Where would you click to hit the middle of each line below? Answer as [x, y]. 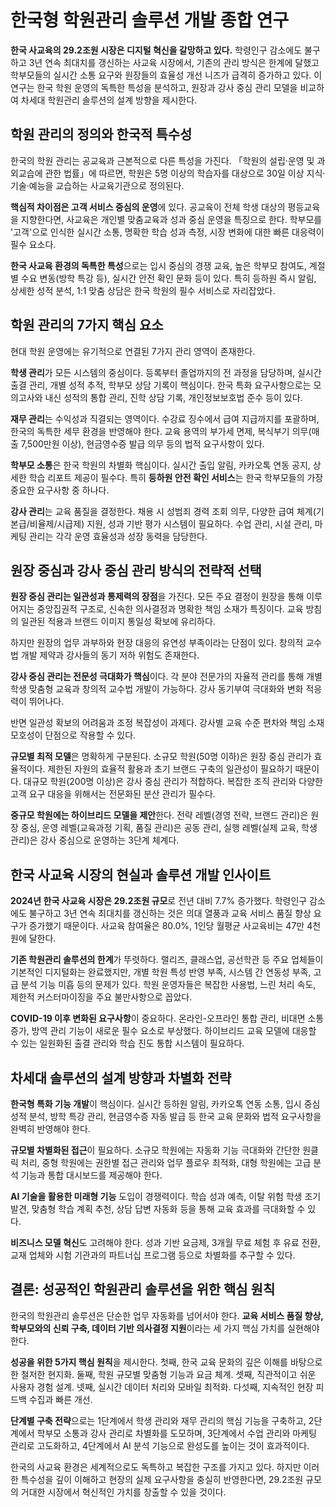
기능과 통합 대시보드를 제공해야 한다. [91, 1175]
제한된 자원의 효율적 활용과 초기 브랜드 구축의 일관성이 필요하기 [170, 769]
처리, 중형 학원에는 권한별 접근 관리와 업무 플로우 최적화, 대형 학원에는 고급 [166, 1162]
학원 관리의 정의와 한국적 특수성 [101, 134]
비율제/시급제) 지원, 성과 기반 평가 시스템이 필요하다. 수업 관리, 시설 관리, [171, 523]
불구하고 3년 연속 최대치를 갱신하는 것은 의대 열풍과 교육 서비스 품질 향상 [170, 913]
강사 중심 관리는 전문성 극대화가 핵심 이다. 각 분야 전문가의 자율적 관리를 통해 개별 [166, 677]
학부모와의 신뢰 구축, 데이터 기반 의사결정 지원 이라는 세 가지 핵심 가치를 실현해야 [165, 1328]
